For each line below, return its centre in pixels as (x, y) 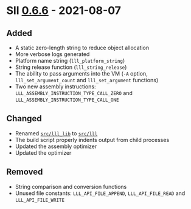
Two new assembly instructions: (55, 87)
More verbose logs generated (52, 54)
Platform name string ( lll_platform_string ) (70, 61)
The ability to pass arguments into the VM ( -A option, (81, 73)
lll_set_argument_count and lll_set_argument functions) (87, 80)
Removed (25, 172)
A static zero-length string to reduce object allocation (82, 48)
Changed (24, 119)
